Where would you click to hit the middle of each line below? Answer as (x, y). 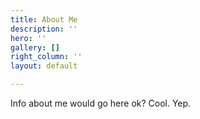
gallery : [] (35, 47)
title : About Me (44, 19)
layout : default (44, 66)
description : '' (44, 29)
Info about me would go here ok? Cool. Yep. (101, 103)
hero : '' (28, 38)
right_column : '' (46, 57)
